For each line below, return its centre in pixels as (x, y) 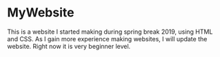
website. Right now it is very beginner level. (69, 46)
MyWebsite (41, 13)
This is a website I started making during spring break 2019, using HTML (110, 32)
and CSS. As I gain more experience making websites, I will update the (107, 38)
